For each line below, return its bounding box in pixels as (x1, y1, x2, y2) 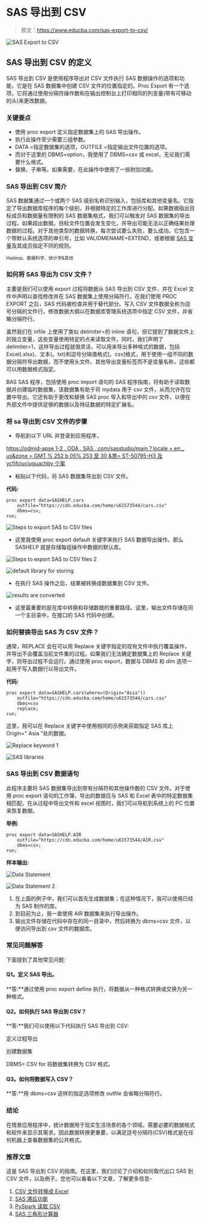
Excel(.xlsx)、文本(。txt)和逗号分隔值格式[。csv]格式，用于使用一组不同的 (6, 350, 188, 357)
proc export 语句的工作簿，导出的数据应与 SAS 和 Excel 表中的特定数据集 (13, 792, 193, 799)
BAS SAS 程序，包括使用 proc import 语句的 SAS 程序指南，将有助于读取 (6, 378, 185, 385)
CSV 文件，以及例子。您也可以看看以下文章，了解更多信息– (6, 1175, 153, 1182)
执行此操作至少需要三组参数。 (14, 136, 89, 143)
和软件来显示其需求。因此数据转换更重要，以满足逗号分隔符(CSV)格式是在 (6, 1129, 189, 1136)
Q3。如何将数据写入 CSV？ (6, 1075, 74, 1082)
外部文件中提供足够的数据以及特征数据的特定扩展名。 (6, 401, 138, 408)
